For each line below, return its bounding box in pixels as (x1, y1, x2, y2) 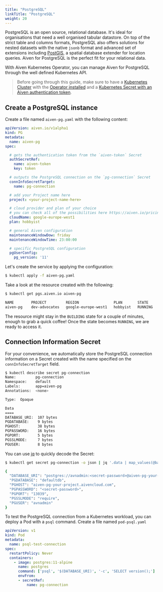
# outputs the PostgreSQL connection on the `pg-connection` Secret (9, 175, 151, 180)
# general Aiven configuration (9, 228, 73, 233)
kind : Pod (5, 533, 25, 538)
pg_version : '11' (14, 255, 49, 260)
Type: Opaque (5, 397, 34, 402)
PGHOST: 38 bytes (5, 424, 55, 429)
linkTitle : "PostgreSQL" (5, 12, 55, 16)
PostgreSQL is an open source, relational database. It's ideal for (5, 30, 132, 35)
